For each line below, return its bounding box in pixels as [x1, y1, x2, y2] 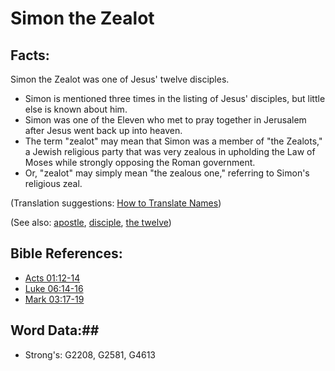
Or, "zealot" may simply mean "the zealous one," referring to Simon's [24, 167, 310, 179]
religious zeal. [24, 178, 83, 189]
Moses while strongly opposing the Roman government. [24, 157, 256, 168]
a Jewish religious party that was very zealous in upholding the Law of [24, 146, 316, 157]
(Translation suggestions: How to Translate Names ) [10, 197, 222, 209]
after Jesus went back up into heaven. [24, 125, 183, 136]
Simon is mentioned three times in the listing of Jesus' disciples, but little [24, 93, 326, 104]
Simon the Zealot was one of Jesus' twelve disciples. [10, 73, 230, 85]
